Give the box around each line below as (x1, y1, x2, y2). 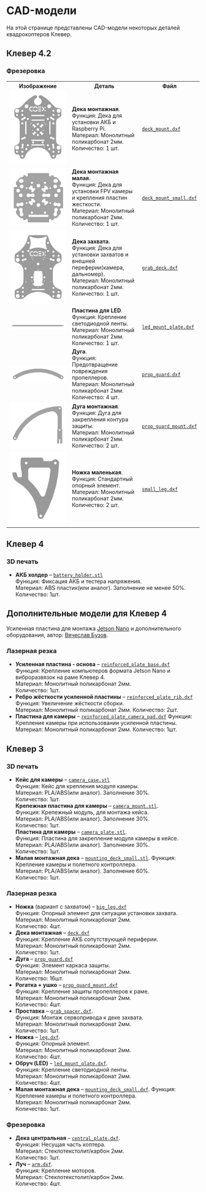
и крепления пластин (72, 194, 128, 201)
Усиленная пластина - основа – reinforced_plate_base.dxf (15, 660, 170, 668)
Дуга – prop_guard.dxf (15, 955, 74, 962)
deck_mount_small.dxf (142, 195, 197, 201)
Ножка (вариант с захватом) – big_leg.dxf (15, 903, 127, 910)
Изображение (18, 82, 57, 90)
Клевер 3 (6, 743, 44, 754)
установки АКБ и (72, 118, 116, 126)
